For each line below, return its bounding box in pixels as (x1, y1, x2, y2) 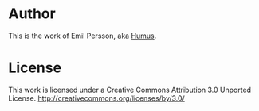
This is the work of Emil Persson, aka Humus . (8, 31, 157, 40)
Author (8, 5, 56, 23)
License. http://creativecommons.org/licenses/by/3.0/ (8, 93, 185, 103)
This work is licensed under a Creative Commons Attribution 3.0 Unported (8, 85, 252, 94)
